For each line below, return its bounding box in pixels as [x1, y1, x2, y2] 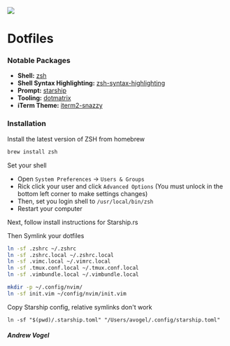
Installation [7, 119, 47, 129]
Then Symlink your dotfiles [7, 231, 85, 240]
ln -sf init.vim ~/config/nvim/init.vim [7, 290, 127, 297]
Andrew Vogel [7, 331, 50, 340]
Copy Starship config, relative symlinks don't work [7, 303, 152, 311]
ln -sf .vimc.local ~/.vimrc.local [7, 258, 111, 265]
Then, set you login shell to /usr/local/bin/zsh [17, 197, 154, 205]
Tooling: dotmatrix [17, 94, 71, 102]
